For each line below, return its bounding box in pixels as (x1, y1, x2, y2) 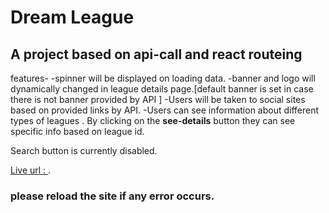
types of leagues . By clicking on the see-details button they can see (10, 115, 296, 126)
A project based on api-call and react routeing (10, 46, 303, 63)
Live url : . (10, 164, 52, 176)
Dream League (10, 6, 135, 29)
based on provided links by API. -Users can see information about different (10, 104, 320, 116)
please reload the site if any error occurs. (10, 189, 215, 203)
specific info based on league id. (10, 126, 145, 137)
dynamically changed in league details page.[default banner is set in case (10, 83, 314, 95)
